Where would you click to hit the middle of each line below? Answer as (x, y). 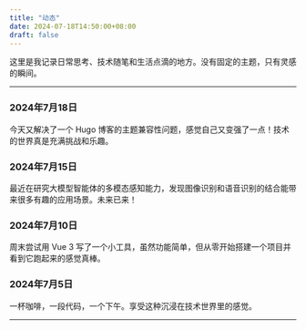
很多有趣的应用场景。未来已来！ (77, 199)
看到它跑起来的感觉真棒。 (57, 258)
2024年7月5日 (41, 284)
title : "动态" (35, 18)
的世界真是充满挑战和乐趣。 (61, 140)
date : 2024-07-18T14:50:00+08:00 (73, 26)
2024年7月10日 (44, 225)
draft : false (34, 35)
